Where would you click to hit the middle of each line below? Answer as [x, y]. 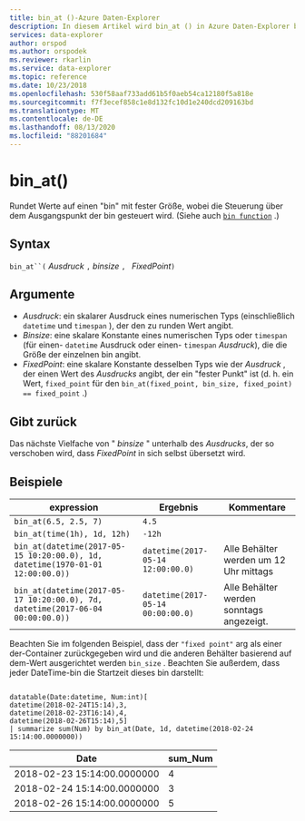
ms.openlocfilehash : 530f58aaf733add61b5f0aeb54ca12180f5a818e [132, 93]
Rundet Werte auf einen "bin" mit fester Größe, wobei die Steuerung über [147, 206]
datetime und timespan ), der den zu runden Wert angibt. [128, 326]
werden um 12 [255, 561]
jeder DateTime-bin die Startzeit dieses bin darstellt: [107, 673]
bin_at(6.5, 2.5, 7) [58, 522]
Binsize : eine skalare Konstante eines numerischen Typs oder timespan [155, 336]
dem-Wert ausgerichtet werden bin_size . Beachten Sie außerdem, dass [145, 663]
